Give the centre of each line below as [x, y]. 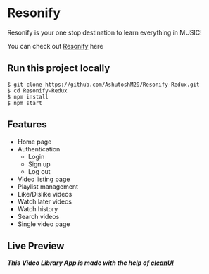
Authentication [39, 149]
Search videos [38, 216]
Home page [34, 142]
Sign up [39, 164]
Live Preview [36, 245]
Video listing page [44, 179]
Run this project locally [59, 68]
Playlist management [48, 186]
